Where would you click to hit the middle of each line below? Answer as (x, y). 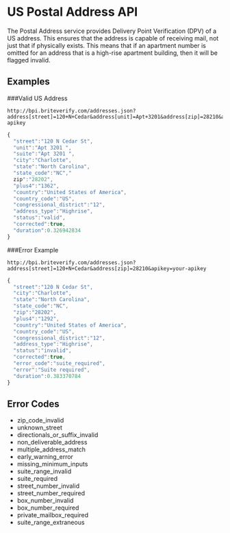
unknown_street (40, 428)
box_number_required (48, 508)
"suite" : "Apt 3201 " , (44, 154)
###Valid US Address (37, 98)
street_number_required (51, 493)
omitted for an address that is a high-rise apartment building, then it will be (112, 53)
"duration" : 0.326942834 (47, 230)
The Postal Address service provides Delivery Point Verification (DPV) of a (112, 31)
